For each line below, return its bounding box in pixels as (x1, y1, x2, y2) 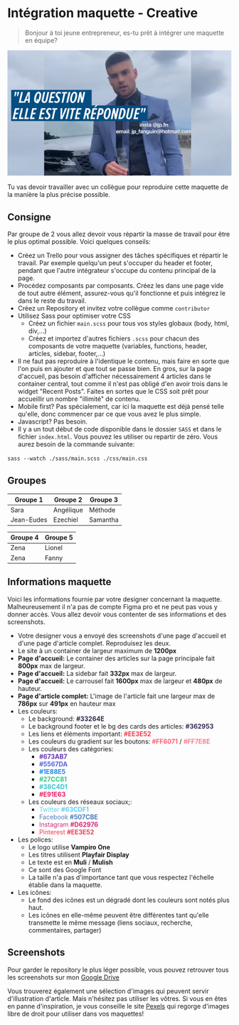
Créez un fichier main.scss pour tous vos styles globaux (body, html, (28, 319, 229, 328)
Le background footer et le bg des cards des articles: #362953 (28, 721, 214, 730)
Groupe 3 (90, 495, 119, 504)
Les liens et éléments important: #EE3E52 (28, 729, 152, 738)
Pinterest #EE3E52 (38, 827, 95, 836)
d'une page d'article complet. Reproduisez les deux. (17, 638, 171, 648)
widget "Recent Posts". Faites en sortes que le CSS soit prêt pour (17, 387, 209, 396)
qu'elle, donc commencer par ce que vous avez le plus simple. (17, 410, 201, 419)
